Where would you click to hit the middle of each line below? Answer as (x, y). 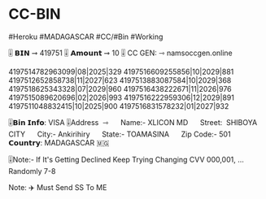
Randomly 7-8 (32, 171)
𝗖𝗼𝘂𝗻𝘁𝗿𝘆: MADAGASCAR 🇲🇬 (59, 142)
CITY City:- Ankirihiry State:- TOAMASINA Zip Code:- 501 (120, 134)
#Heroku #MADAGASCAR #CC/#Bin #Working (86, 37)
